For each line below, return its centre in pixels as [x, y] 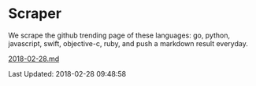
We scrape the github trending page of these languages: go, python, [119, 35]
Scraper [35, 14]
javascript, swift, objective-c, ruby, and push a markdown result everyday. [128, 43]
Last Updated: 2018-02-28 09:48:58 [67, 73]
